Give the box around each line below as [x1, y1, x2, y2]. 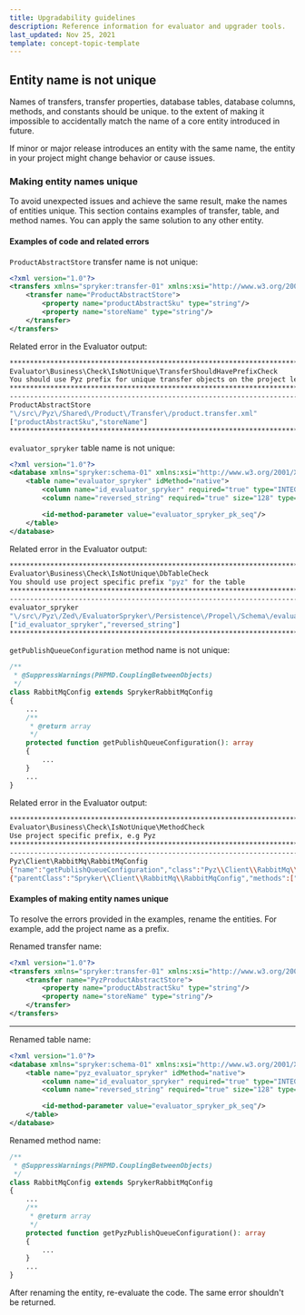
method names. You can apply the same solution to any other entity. [9, 215, 264, 226]
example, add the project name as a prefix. [9, 923, 170, 934]
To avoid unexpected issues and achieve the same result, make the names [9, 196, 288, 207]
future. [9, 125, 34, 136]
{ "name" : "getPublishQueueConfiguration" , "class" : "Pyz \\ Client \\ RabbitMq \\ [9, 865, 299, 875]
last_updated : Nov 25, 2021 [9, 30, 116, 39]
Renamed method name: [9, 1134, 102, 1145]
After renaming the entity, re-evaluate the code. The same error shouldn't [9, 1287, 284, 1299]
